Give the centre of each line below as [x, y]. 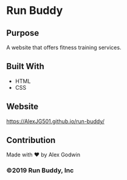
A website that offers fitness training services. [64, 47]
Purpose [23, 33]
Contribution [31, 140]
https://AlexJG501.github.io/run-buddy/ [56, 121]
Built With [25, 66]
